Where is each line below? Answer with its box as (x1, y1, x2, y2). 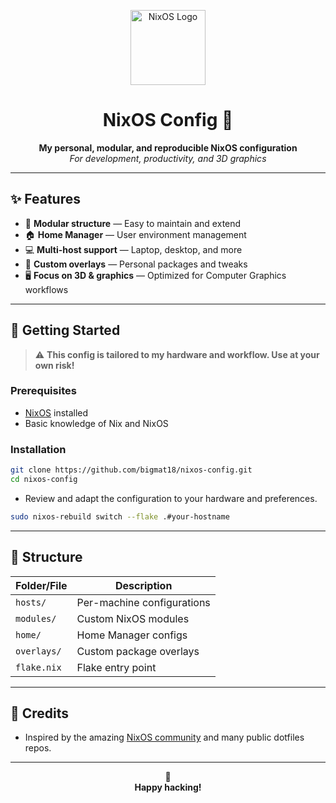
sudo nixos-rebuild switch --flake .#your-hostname (10, 511, 230, 522)
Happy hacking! (134, 781, 202, 794)
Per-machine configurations (76, 595, 211, 609)
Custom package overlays (76, 644, 200, 658)
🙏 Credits (10, 705, 70, 722)
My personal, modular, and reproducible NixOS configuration (38, 141, 298, 154)
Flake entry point (76, 660, 157, 674)
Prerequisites (10, 384, 77, 398)
